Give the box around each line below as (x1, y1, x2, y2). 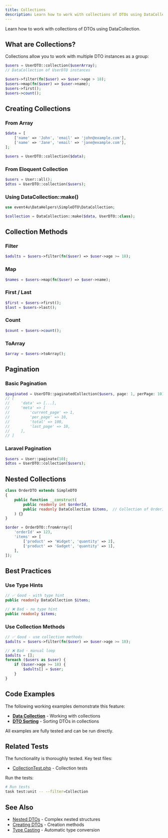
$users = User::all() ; (5, 177, 52, 182)
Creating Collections (5, 104, 71, 113)
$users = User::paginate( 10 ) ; (5, 456, 68, 461)
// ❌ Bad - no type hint (5, 607, 57, 612)
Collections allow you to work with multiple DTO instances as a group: (5, 53, 149, 59)
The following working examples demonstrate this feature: (5, 703, 125, 709)
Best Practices (5, 567, 51, 575)
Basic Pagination (5, 380, 47, 387)
